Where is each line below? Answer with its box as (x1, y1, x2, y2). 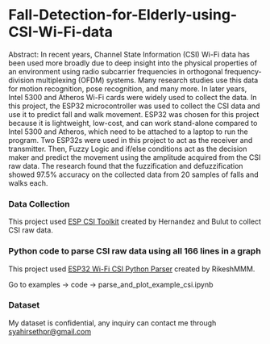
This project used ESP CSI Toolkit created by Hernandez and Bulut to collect (8, 216, 262, 227)
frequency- (224, 66, 262, 76)
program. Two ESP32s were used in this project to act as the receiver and (8, 135, 253, 145)
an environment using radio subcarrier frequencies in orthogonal (8, 66, 223, 76)
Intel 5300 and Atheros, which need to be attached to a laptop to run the (8, 127, 248, 136)
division (8, 75, 35, 85)
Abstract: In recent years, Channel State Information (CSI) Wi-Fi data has (8, 49, 250, 59)
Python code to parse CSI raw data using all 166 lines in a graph (8, 245, 262, 257)
